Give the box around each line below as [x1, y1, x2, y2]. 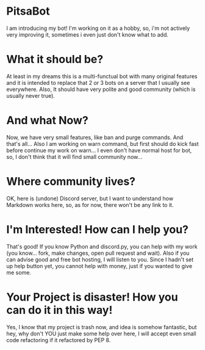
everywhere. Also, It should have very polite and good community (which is [6, 86, 196, 93]
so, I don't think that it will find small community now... [6, 153, 143, 160]
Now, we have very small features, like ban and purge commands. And [6, 133, 184, 141]
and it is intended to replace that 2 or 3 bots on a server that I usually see [6, 79, 190, 86]
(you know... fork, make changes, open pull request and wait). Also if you [6, 249, 190, 257]
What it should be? [6, 53, 104, 67]
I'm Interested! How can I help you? [6, 222, 189, 236]
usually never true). [6, 92, 55, 99]
